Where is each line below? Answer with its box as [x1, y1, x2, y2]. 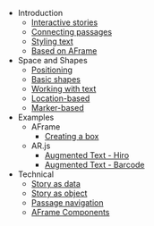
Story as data [30, 179, 81, 188]
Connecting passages [30, 27, 113, 37]
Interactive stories [30, 17, 98, 28]
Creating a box [44, 131, 99, 141]
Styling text [30, 36, 73, 46]
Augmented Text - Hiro [44, 150, 130, 160]
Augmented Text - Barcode [44, 160, 145, 170]
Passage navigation [30, 197, 104, 208]
